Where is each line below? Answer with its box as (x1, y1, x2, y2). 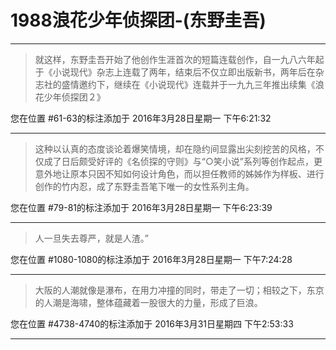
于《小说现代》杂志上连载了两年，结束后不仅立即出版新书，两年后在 (34, 66, 316, 78)
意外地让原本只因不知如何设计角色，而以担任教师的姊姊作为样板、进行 (34, 167, 325, 180)
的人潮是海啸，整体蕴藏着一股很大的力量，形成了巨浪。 (34, 296, 263, 308)
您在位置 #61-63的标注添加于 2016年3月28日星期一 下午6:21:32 (10, 112, 272, 124)
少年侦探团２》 (43, 91, 106, 103)
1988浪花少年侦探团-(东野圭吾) (10, 9, 267, 32)
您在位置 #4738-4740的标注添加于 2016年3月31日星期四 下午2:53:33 (10, 317, 294, 330)
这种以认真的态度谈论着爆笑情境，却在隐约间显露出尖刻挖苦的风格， (34, 142, 316, 155)
